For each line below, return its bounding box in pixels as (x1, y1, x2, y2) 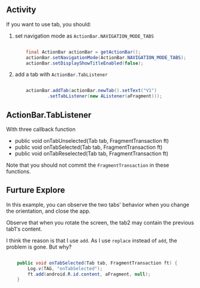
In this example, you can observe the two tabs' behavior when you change (6, 201, 190, 208)
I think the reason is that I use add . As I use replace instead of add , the (6, 237, 177, 244)
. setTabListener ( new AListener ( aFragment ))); (47, 93, 162, 99)
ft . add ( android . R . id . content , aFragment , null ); (27, 271, 151, 277)
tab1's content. (6, 225, 42, 232)
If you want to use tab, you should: (6, 20, 91, 27)
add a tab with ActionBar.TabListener (14, 71, 108, 78)
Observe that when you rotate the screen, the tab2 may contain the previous (6, 219, 194, 226)
